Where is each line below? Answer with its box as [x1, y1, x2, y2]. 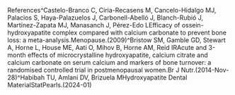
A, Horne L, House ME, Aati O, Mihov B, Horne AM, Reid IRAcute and [7, 44, 207, 51]
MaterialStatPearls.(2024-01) [7, 81, 92, 89]
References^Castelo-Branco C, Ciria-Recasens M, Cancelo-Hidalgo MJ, [7, 6, 217, 14]
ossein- [181, 21, 204, 29]
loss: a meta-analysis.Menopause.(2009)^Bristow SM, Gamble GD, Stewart [7, 36, 227, 44]
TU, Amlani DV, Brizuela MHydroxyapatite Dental [45, 73, 188, 82]
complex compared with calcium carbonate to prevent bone [52, 28, 227, 37]
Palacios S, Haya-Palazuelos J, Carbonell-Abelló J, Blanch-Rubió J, [7, 13, 204, 22]
